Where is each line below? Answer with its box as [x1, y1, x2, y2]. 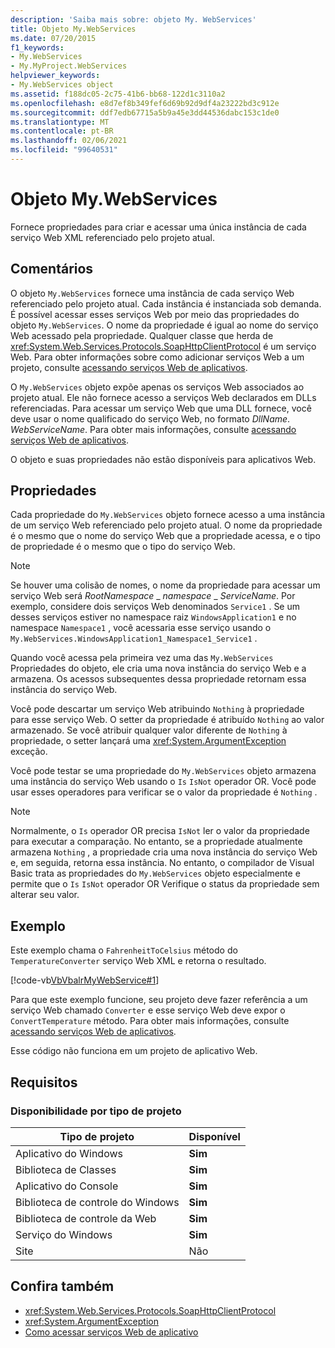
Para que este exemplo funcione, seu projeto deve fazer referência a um [10, 994, 308, 1006]
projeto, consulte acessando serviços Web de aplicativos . [10, 361, 248, 373]
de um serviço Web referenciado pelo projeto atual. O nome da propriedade [10, 519, 323, 531]
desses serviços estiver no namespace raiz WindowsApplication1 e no [10, 611, 297, 623]
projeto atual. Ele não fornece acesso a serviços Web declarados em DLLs [10, 391, 317, 403]
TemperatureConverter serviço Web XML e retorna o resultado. [10, 955, 267, 967]
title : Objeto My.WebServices [10, 24, 137, 34]
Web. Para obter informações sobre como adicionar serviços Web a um [10, 351, 305, 363]
